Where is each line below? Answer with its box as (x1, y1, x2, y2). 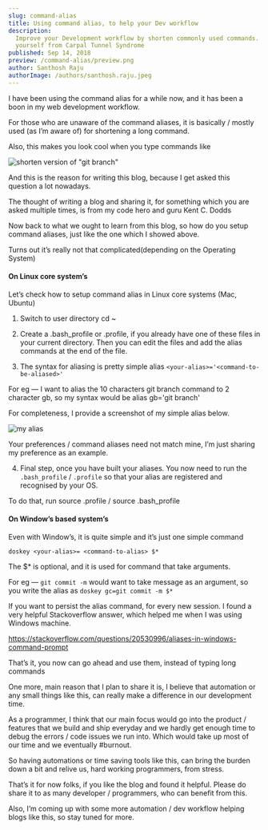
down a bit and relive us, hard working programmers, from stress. (8, 764, 225, 774)
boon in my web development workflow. (8, 102, 140, 111)
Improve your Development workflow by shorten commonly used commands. (15, 34, 260, 43)
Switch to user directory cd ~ (19, 314, 117, 323)
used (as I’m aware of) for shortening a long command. (8, 126, 190, 136)
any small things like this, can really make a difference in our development (8, 690, 252, 700)
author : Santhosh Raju (8, 64, 84, 72)
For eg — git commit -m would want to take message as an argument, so (8, 577, 249, 587)
